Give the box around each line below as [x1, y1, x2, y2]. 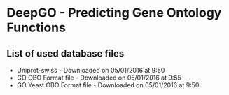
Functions [6, 20, 66, 36]
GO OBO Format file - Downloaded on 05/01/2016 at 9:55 [16, 73, 181, 82]
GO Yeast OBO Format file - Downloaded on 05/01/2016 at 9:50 [16, 81, 200, 89]
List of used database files [6, 47, 125, 59]
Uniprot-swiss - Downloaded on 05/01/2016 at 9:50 [16, 66, 165, 74]
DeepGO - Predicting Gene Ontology [6, 5, 222, 21]
